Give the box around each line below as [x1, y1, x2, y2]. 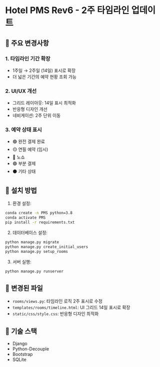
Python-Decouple [12, 346, 49, 352]
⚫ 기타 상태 [12, 168, 36, 174]
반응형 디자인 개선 [12, 106, 47, 112]
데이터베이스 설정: [12, 229, 47, 235]
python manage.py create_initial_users [5, 244, 88, 249]
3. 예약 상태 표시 [5, 126, 42, 133]
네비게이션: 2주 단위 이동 [12, 113, 61, 119]
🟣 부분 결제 [12, 160, 36, 166]
